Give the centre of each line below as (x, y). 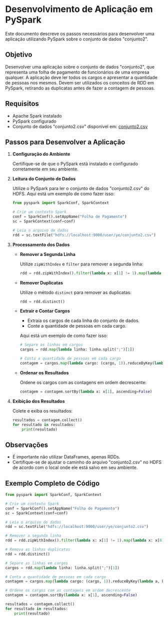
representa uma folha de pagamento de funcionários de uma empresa (77, 72)
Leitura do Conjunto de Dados (44, 179)
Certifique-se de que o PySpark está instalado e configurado (75, 164)
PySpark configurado (34, 121)
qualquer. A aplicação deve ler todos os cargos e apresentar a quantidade (81, 77)
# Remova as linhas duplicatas (38, 549)
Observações (27, 445)
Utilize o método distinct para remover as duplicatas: (75, 292)
